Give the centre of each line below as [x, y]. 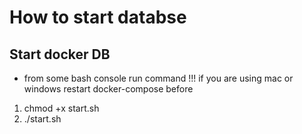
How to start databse [98, 17]
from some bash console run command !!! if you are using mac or [158, 78]
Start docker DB [60, 54]
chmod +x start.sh [61, 108]
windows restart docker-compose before [108, 89]
